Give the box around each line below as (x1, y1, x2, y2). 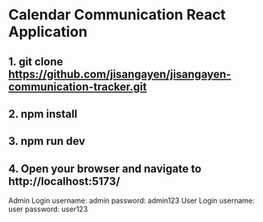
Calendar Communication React (8, 6, 227, 24)
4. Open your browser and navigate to (8, 162, 202, 175)
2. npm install (8, 107, 78, 121)
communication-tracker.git (8, 80, 147, 93)
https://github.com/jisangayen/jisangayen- (8, 67, 232, 81)
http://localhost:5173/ (8, 175, 121, 188)
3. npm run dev (8, 134, 86, 148)
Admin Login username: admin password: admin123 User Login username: (8, 195, 255, 206)
